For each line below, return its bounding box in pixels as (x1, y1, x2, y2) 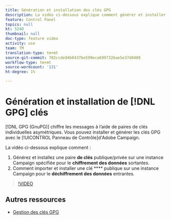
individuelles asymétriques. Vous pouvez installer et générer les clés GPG (5, 129, 161, 135)
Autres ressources (5, 195, 66, 204)
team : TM (5, 46, 24, 51)
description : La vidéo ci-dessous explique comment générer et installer (5, 12, 166, 17)
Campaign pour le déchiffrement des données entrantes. (12, 170, 135, 177)
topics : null (5, 21, 33, 27)
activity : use (5, 41, 36, 46)
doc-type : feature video (5, 36, 58, 41)
